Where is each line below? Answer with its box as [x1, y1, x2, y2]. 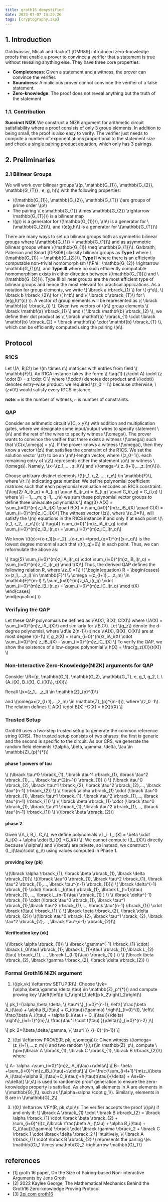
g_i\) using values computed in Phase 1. [36, 847, 118, 854]
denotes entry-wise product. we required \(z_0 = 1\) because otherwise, [5, 381, 154, 387]
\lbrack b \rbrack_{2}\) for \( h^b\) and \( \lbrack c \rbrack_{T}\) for [5, 292, 142, 298]
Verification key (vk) [5, 930, 49, 936]
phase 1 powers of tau [5, 760, 52, 767]
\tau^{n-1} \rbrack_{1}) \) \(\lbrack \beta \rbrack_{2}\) [5, 809, 114, 815]
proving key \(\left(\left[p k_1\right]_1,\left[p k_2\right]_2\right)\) [12, 992, 142, 998]
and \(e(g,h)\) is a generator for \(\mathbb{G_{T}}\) [52, 224, 158, 230]
